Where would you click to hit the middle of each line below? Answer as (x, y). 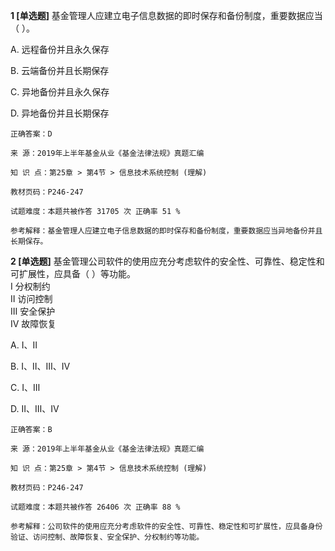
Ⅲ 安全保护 (33, 311)
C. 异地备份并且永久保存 (60, 92)
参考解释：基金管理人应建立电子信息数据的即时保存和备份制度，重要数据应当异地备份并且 (166, 231)
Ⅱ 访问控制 (31, 298)
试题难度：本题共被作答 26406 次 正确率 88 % (95, 507)
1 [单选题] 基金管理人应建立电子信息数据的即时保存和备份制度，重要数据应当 (166, 15)
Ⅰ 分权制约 (30, 286)
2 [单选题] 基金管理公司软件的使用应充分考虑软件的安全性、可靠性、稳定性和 (167, 261)
